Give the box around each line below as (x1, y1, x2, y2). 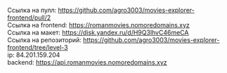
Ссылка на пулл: (7, 6, 57, 14)
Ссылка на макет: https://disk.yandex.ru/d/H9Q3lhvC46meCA (7, 28, 189, 36)
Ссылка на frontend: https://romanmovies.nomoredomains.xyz (7, 21, 190, 29)
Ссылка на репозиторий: (7, 36, 82, 44)
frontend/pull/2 (7, 13, 51, 22)
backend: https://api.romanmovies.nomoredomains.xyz (7, 58, 167, 66)
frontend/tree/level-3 (7, 44, 68, 51)
